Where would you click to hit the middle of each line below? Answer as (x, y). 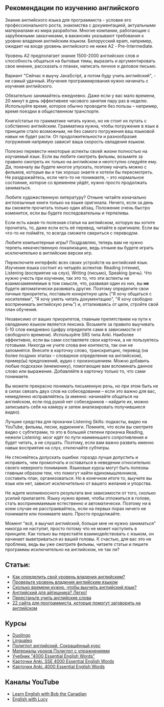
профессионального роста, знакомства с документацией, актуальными (80, 25)
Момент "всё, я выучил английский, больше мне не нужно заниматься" (81, 523)
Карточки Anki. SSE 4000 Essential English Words (63, 661)
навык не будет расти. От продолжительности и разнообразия (71, 136)
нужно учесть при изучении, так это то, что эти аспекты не (67, 278)
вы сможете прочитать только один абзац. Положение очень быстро (78, 207)
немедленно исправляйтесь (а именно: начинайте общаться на (72, 396)
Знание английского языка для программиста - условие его (68, 20)
